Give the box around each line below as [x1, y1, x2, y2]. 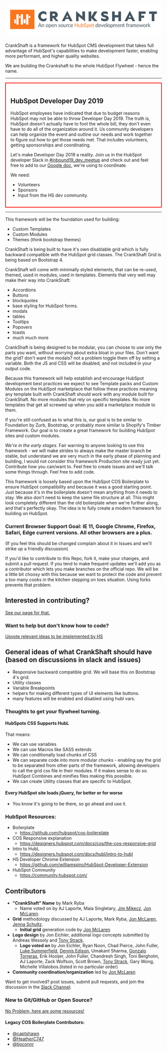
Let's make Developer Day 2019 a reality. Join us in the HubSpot [10, 151, 142, 157]
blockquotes [12, 297, 38, 303]
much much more [12, 334, 49, 341]
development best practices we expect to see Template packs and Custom [5, 380, 159, 386]
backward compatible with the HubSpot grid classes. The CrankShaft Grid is [5, 251, 162, 257]
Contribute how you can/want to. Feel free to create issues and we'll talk [5, 464, 154, 470]
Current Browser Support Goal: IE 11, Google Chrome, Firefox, [5, 523, 156, 529]
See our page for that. [5, 609, 51, 615]
